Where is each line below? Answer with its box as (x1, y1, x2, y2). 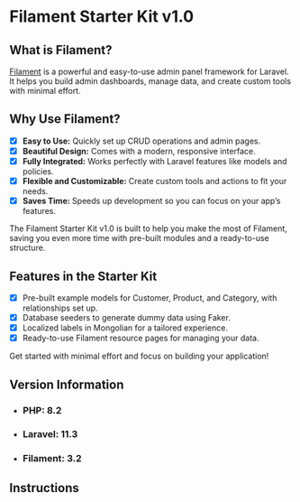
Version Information (9, 376, 124, 392)
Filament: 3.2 (22, 452, 82, 465)
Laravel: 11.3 (22, 428, 78, 441)
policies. (22, 166, 54, 177)
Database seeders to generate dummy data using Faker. (22, 312, 232, 322)
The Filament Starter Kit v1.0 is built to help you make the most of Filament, (9, 223, 288, 234)
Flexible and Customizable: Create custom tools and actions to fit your (22, 176, 287, 186)
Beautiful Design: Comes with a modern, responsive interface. (22, 145, 256, 156)
